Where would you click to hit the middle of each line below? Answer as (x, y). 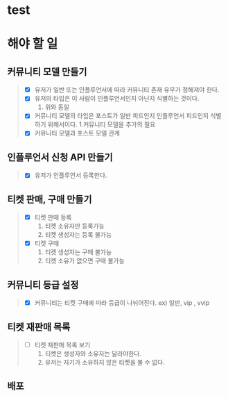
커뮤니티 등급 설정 (43, 284)
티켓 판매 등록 (53, 217)
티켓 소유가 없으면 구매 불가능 (85, 261)
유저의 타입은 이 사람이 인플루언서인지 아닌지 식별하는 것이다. (117, 99)
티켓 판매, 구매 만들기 (50, 199)
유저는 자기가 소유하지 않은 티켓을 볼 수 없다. (105, 362)
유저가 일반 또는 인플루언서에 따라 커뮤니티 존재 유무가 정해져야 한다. (127, 90)
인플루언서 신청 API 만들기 (60, 157)
